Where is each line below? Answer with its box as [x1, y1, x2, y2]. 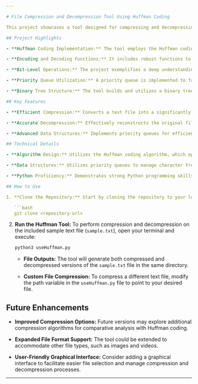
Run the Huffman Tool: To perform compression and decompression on [14, 221, 190, 228]
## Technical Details [6, 141, 60, 147]
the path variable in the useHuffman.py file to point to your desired [23, 279, 183, 286]
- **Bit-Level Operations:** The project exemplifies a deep [6, 67, 160, 73]
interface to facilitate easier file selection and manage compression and [14, 360, 189, 367]
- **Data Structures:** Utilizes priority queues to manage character [6, 162, 183, 168]
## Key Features [6, 98, 46, 105]
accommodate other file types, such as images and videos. [14, 342, 159, 349]
